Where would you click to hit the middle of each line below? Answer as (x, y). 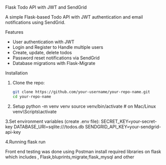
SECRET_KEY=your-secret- (129, 121)
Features (14, 32)
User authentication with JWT (43, 42)
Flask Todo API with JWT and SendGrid (46, 7)
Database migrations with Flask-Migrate (54, 63)
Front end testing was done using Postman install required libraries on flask (83, 151)
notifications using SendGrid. (35, 22)
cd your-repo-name (32, 97)
